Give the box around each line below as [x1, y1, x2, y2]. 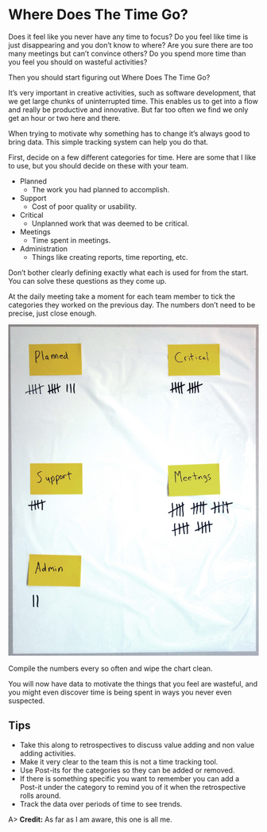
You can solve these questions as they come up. [8, 276, 167, 285]
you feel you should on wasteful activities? [8, 57, 148, 67]
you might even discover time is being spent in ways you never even [8, 687, 232, 697]
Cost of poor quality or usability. [31, 201, 137, 211]
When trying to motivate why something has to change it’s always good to [8, 129, 250, 138]
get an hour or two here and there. [8, 113, 121, 122]
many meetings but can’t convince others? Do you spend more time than [8, 48, 246, 58]
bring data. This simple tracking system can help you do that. [8, 137, 209, 146]
